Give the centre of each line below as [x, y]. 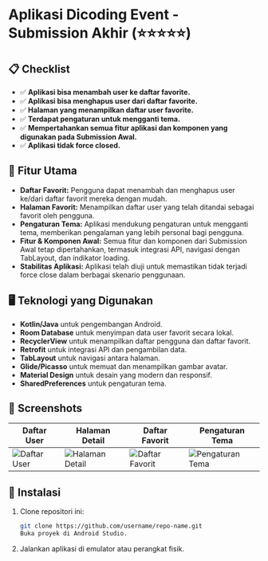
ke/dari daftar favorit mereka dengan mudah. [93, 198]
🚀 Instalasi [35, 492]
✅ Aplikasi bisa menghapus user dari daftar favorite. [108, 101]
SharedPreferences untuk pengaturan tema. [93, 383]
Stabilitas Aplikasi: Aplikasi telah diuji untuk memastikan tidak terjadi [133, 266]
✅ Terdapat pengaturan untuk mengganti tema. [100, 119]
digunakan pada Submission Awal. [78, 137]
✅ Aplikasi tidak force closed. [70, 145]
